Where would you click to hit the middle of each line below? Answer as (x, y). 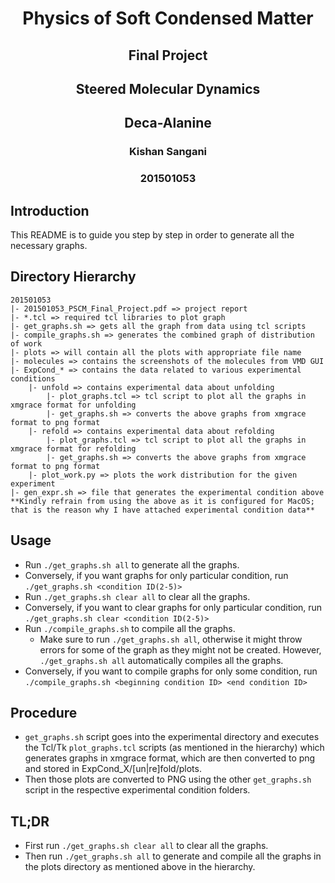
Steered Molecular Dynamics (168, 88)
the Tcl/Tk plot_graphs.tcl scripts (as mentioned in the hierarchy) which (174, 748)
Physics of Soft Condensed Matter (168, 18)
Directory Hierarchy (73, 277)
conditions (33, 378)
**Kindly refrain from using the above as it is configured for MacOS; (162, 501)
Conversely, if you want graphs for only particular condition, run (156, 575)
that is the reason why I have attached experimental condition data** (162, 510)
